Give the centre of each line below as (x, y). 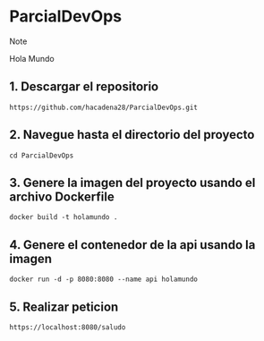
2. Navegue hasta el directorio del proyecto (132, 135)
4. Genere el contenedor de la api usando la (132, 245)
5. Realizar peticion (64, 307)
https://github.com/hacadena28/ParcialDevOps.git (104, 107)
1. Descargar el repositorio (84, 87)
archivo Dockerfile (62, 196)
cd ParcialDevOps (42, 155)
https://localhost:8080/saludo (68, 328)
